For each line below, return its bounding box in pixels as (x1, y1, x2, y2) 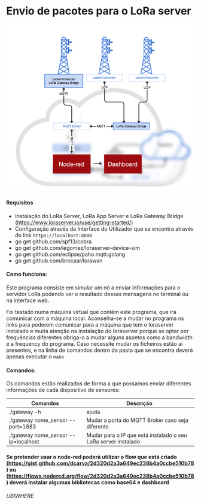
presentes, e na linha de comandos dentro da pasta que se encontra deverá (6, 346, 193, 354)
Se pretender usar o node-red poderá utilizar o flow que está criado (6, 453, 178, 460)
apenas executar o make (6, 353, 65, 360)
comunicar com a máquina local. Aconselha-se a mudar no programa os (6, 315, 184, 322)
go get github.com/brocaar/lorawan (14, 256, 103, 264)
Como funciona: (6, 271, 47, 278)
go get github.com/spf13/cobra (14, 238, 92, 245)
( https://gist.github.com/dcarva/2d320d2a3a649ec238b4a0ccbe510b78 (6, 460, 194, 467)
